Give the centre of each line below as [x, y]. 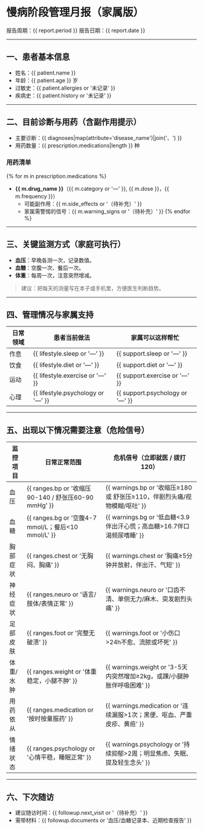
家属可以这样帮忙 [155, 338]
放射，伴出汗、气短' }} [149, 565]
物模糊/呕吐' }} [126, 506]
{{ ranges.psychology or [61, 749]
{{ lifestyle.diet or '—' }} [66, 365]
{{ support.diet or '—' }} [150, 365]
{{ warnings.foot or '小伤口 [143, 633]
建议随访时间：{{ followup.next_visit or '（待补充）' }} [81, 813]
